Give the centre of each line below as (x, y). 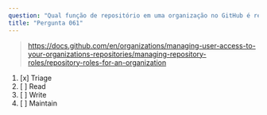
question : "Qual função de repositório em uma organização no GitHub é (129, 15)
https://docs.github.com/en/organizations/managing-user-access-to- (141, 45)
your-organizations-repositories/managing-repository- (117, 54)
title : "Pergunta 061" (46, 23)
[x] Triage (36, 78)
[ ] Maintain (39, 103)
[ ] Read (33, 86)
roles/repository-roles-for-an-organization (97, 62)
